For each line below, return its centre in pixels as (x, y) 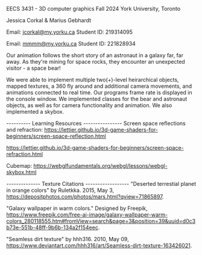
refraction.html (25, 154)
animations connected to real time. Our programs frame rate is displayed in (99, 92)
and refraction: (25, 130)
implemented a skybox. (35, 112)
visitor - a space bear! (34, 68)
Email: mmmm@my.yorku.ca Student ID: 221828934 (71, 44)
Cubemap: (19, 166)
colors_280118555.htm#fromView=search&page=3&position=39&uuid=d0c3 (101, 221)
